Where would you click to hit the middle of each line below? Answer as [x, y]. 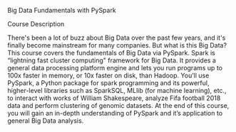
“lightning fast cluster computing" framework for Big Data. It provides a [112, 60]
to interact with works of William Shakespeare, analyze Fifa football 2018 [114, 98]
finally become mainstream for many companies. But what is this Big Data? [117, 45]
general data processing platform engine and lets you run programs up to [115, 68]
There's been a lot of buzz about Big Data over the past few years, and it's [117, 38]
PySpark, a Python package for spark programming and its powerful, [108, 83]
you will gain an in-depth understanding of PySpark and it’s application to [115, 113]
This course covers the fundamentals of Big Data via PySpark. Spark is [111, 53]
